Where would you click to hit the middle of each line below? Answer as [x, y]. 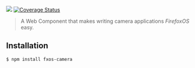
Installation [27, 46]
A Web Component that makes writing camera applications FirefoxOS [105, 21]
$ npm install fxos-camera [39, 59]
